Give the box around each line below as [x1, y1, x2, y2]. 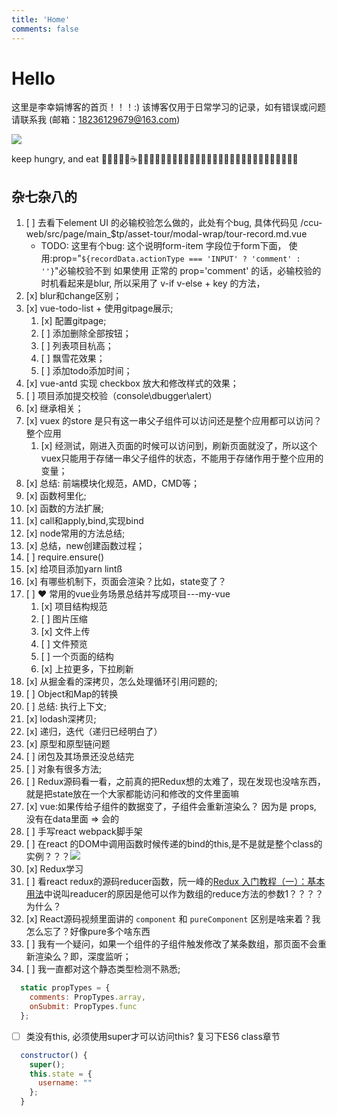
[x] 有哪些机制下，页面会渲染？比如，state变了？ [25, 576, 228, 588]
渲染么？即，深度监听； [34, 951, 132, 963]
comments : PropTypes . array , [29, 992, 146, 1003]
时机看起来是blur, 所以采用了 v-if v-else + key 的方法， [40, 277, 266, 290]
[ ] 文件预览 [40, 638, 88, 650]
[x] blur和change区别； [25, 290, 123, 302]
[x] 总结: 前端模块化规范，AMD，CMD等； [25, 477, 200, 490]
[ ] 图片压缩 [40, 613, 88, 625]
